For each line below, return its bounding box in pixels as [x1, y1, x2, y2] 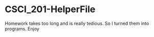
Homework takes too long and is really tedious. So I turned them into [5, 20, 149, 26]
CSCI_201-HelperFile [5, 4, 96, 15]
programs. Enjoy [5, 25, 39, 31]
